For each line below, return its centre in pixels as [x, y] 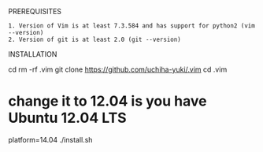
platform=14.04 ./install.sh [50, 139]
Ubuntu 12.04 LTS [68, 118]
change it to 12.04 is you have [107, 101]
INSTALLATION [33, 54]
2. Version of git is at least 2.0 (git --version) [94, 39]
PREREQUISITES [35, 11]
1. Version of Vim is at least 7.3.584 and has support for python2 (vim [132, 26]
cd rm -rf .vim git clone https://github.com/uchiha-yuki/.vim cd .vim [118, 69]
